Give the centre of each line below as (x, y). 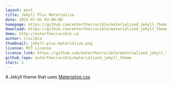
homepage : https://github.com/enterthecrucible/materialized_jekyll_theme (87, 24)
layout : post (19, 10)
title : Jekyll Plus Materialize (40, 15)
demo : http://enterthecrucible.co (42, 34)
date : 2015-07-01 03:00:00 (34, 19)
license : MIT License (28, 48)
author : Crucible (24, 39)
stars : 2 (15, 62)
